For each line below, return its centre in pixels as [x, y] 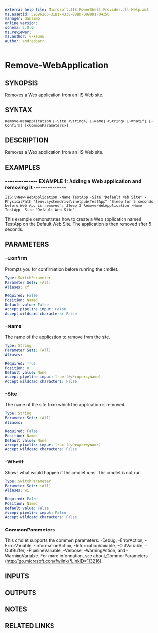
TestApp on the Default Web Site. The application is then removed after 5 [78, 224]
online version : [21, 23]
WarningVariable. [22, 556]
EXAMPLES [23, 167]
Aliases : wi [17, 490]
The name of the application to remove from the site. [58, 337]
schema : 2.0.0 [19, 28]
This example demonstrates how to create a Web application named [73, 219]
